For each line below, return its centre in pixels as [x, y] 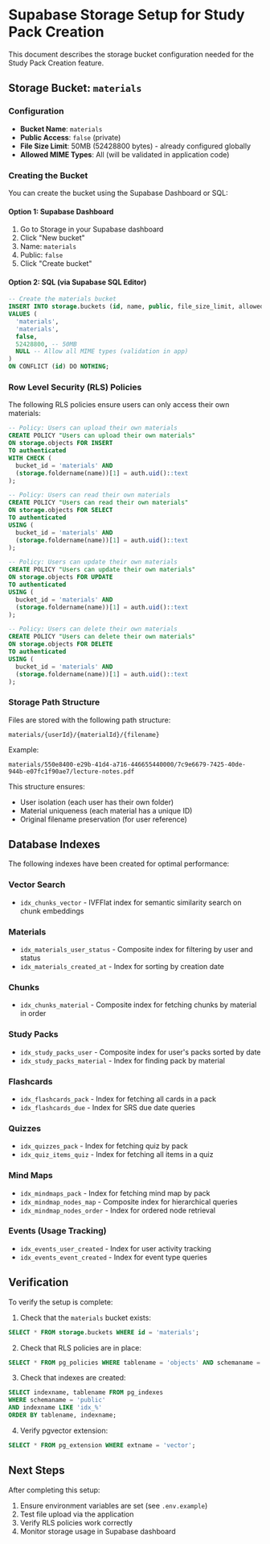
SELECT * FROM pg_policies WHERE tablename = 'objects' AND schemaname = [135, 1363]
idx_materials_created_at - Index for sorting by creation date [122, 967]
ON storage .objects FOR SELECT [61, 510]
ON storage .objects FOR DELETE [61, 644]
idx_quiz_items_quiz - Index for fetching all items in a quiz [117, 1155]
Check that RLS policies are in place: [81, 1347]
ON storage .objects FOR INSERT [61, 443]
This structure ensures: [47, 786]
